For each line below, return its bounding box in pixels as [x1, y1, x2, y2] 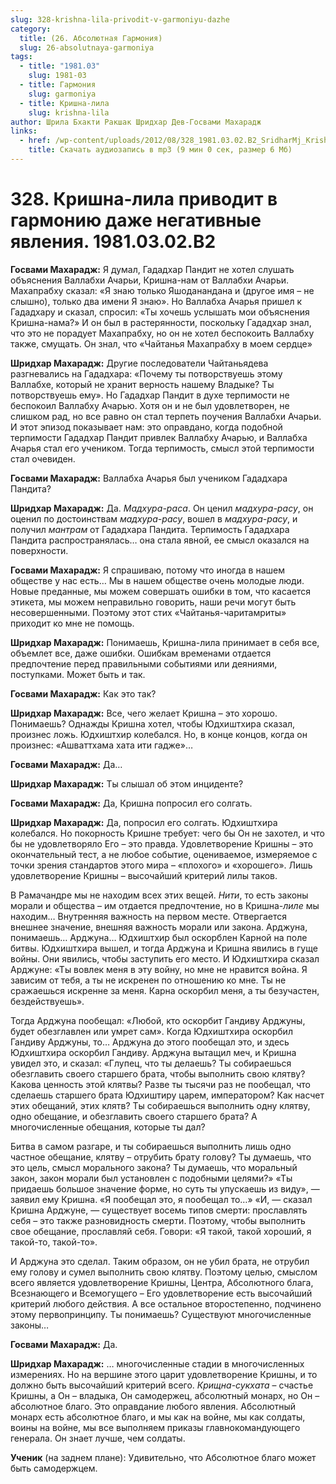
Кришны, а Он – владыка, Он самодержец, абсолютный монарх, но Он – [10, 1389, 320, 1401]
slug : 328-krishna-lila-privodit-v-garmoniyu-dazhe [10, 14, 230, 25]
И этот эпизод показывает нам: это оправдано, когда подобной [10, 421, 283, 433]
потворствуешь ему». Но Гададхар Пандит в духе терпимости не [10, 389, 290, 401]
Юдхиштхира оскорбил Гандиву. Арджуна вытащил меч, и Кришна [10, 1046, 297, 1058]
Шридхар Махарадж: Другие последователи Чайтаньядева [10, 357, 269, 369]
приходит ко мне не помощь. [10, 617, 135, 629]
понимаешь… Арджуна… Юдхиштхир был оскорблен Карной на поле [10, 931, 308, 943]
